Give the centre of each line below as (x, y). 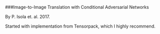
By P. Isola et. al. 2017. (28, 17)
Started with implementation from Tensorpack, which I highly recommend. (80, 26)
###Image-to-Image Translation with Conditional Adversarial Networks (77, 7)
